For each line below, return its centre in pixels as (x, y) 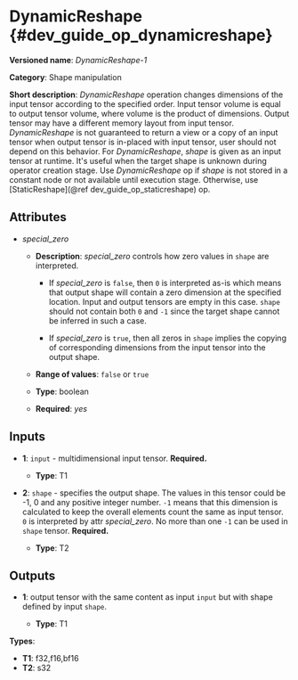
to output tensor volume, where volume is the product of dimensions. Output (149, 113)
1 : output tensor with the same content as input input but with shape (147, 597)
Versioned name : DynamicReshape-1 (78, 60)
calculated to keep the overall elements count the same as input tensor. (153, 512)
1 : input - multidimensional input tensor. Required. (114, 458)
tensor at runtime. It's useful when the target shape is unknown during (138, 160)
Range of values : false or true (92, 374)
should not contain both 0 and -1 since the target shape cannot (164, 311)
